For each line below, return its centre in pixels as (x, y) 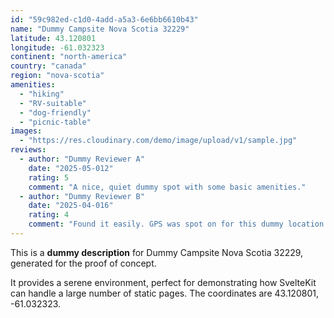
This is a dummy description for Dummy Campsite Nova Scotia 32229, (157, 252)
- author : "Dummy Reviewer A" (82, 159)
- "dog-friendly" (55, 112)
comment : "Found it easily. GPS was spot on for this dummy (156, 224)
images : (26, 131)
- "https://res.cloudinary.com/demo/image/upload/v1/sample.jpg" (158, 141)
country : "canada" (48, 66)
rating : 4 (49, 215)
